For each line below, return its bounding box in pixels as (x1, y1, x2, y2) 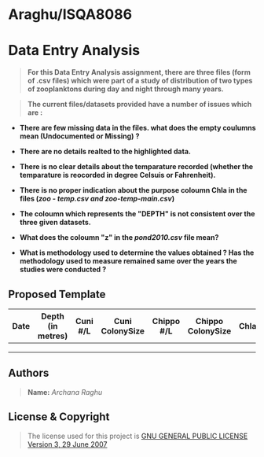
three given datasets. (19, 218, 92, 227)
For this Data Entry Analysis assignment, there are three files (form (27, 68, 251, 77)
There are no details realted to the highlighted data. (19, 147, 191, 157)
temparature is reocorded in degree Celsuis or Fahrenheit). (19, 171, 216, 180)
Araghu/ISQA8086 (8, 6, 132, 24)
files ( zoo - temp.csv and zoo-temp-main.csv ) (19, 194, 175, 204)
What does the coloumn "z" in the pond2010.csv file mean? (19, 233, 219, 242)
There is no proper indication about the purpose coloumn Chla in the (19, 186, 247, 195)
